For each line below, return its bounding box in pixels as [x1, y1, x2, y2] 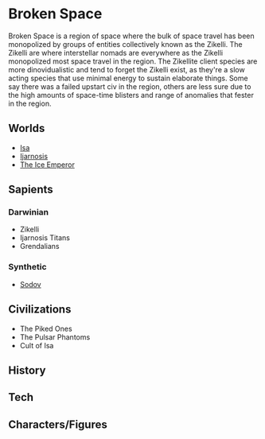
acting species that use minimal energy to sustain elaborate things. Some [8, 73, 248, 83]
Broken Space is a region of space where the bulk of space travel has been [8, 31, 255, 41]
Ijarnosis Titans [19, 233, 70, 243]
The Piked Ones [19, 324, 73, 333]
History [8, 363, 46, 377]
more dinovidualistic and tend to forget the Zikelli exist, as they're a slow [8, 64, 245, 74]
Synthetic [8, 262, 47, 273]
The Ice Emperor [19, 160, 76, 169]
